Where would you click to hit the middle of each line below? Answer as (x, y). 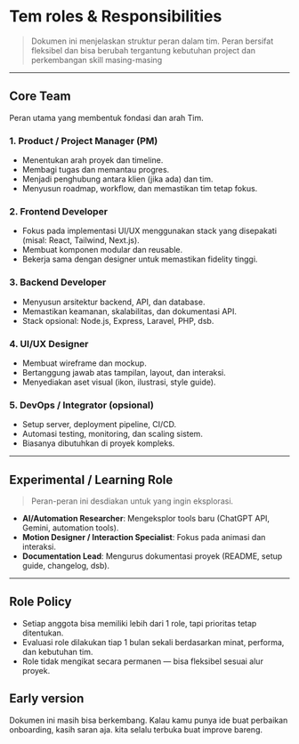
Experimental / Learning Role (91, 479)
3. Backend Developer (58, 282)
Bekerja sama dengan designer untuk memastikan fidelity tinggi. (140, 259)
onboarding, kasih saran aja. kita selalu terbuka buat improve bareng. (136, 729)
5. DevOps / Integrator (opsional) (81, 405)
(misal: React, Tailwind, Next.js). (81, 240)
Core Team (40, 97)
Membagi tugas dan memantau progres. (96, 170)
